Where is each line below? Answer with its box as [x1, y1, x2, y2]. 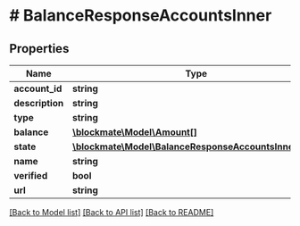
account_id [13, 82, 62, 95]
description [13, 97, 64, 109]
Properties [9, 41, 70, 56]
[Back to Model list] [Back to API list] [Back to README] [9, 207, 214, 217]
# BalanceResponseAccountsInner [9, 5, 272, 26]
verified [13, 170, 48, 181]
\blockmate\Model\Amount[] [71, 126, 198, 138]
